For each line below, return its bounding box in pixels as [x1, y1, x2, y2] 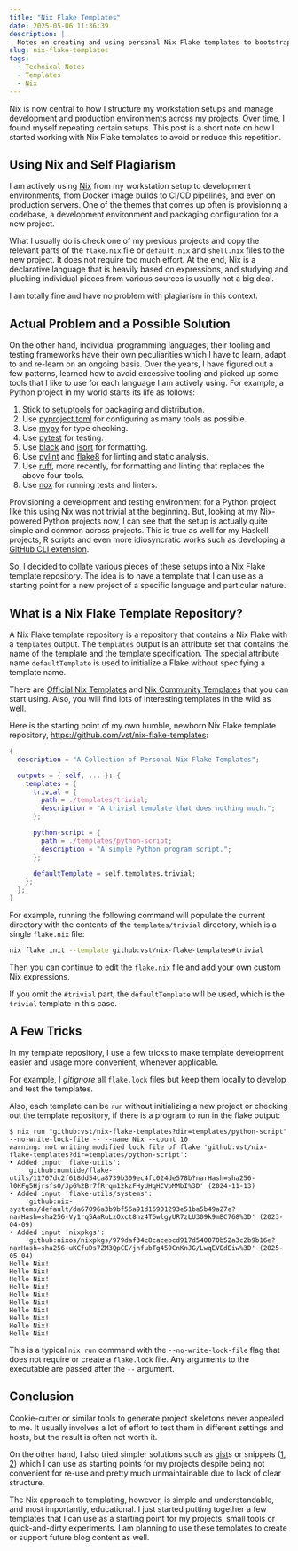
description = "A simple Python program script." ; [41, 845, 232, 854]
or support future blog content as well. [9, 1531, 150, 1542]
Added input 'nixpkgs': [17, 1228, 105, 1237]
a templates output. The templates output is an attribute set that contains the [9, 639, 289, 650]
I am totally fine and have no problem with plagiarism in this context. [9, 290, 259, 302]
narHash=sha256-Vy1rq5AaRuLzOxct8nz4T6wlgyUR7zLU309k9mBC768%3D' [9, 1212, 255, 1221]
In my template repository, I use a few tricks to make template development [9, 1047, 284, 1058]
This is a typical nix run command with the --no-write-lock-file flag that [9, 1344, 281, 1355]
